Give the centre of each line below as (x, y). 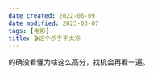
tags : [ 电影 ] (29, 31)
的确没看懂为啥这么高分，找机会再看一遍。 (79, 62)
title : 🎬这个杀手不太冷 (45, 38)
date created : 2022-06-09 (52, 16)
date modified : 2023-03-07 (54, 23)
